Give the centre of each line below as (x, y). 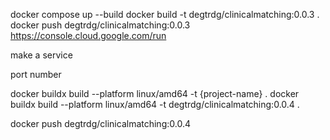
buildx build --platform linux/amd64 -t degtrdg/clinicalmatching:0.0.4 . (155, 104)
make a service (41, 55)
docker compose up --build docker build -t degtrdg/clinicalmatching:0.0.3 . (165, 14)
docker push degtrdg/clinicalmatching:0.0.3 (100, 25)
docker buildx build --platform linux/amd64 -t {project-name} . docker (155, 93)
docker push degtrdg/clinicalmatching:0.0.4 (100, 123)
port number (36, 74)
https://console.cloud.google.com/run (88, 35)
